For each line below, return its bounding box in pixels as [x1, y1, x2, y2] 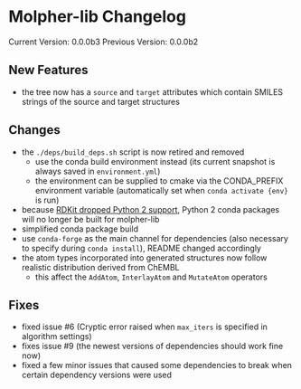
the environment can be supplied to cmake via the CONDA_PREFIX [34, 175, 284, 186]
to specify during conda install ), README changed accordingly [21, 242, 261, 253]
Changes [8, 122, 61, 138]
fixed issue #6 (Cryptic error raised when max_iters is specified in [21, 321, 268, 332]
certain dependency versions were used [21, 369, 173, 381]
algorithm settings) [21, 331, 92, 342]
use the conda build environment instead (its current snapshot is [34, 156, 276, 166]
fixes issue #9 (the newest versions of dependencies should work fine [21, 341, 284, 352]
